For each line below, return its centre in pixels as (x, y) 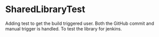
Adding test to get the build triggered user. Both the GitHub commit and (80, 23)
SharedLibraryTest (45, 9)
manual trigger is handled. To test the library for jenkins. (64, 28)
